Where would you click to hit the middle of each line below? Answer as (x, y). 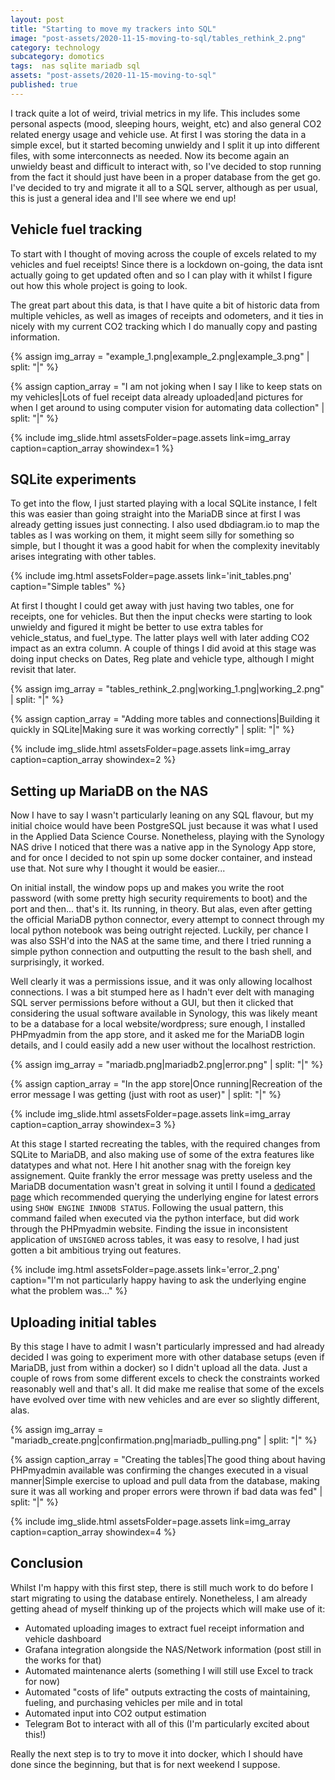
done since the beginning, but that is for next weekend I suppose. (145, 1764)
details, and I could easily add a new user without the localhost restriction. (163, 1045)
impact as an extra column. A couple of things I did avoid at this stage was (163, 648)
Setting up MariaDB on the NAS (109, 791)
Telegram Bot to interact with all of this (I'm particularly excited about (167, 1723)
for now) (42, 1681)
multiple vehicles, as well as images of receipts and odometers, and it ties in (167, 315)
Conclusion (47, 1563)
